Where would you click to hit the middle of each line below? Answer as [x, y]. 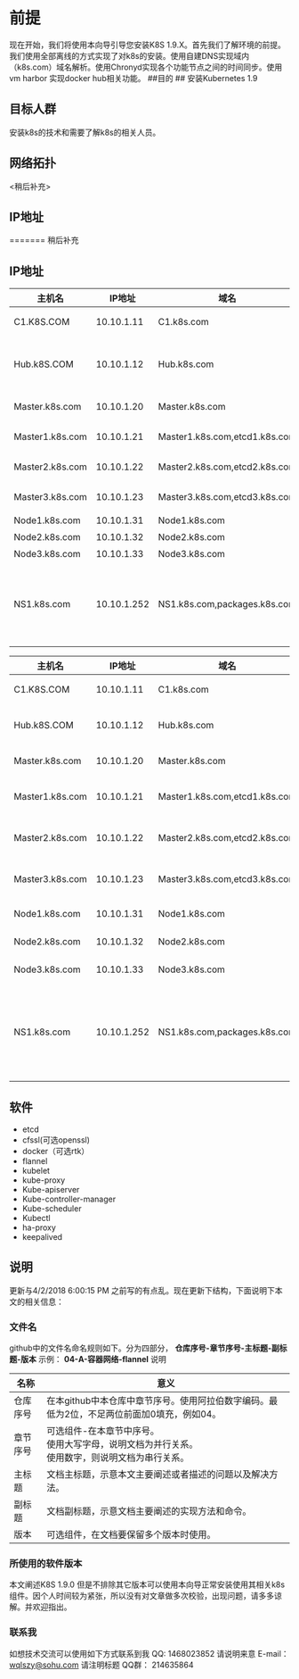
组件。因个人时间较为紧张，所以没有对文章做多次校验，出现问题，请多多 [141, 1596]
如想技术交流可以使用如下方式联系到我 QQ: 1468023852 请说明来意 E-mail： [149, 1653]
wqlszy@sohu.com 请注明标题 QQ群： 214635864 [101, 1665]
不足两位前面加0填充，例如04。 [154, 1414]
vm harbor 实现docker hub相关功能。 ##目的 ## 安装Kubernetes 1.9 [133, 78]
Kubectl [36, 1218]
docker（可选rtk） [56, 1151]
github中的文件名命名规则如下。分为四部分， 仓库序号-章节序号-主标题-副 [145, 1348]
